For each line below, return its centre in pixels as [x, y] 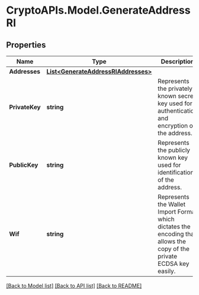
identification [176, 172]
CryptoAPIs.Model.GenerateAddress [98, 10]
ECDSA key [174, 264]
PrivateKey [25, 107]
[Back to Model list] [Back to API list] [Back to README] [74, 286]
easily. [167, 271]
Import [167, 212]
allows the [172, 241]
